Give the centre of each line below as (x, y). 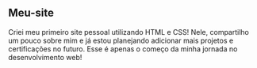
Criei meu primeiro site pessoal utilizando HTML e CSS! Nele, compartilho (129, 32)
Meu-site (31, 13)
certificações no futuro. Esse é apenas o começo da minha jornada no (123, 49)
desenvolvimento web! (45, 57)
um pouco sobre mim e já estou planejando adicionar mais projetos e (121, 40)
